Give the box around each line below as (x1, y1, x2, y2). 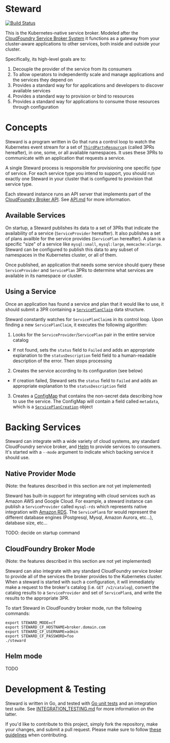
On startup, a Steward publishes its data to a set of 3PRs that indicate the (5, 225, 159, 231)
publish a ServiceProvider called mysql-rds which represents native (5, 504, 147, 510)
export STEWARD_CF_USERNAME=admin (5, 629, 79, 634)
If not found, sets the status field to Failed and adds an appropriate (12, 346, 155, 353)
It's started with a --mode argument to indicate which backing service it (5, 449, 154, 455)
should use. (5, 455, 30, 461)
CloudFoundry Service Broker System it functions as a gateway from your (5, 35, 160, 41)
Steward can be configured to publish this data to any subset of (5, 246, 139, 253)
